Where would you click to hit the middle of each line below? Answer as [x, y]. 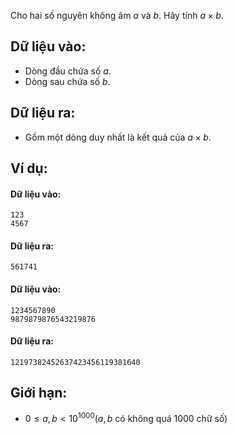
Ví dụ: [29, 168]
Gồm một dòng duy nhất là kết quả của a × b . [118, 137]
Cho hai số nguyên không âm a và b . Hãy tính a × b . [117, 15]
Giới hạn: [39, 393]
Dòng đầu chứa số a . [68, 71]
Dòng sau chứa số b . [67, 81]
